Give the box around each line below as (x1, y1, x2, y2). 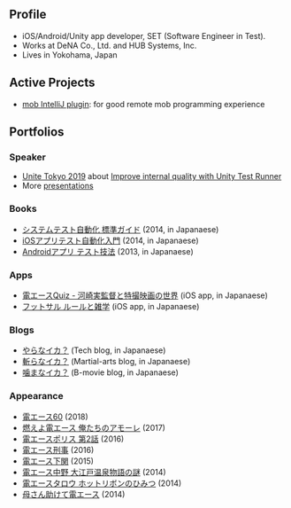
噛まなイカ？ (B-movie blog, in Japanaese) (21, 367, 180, 378)
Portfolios (9, 124, 65, 140)
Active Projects (9, 75, 96, 90)
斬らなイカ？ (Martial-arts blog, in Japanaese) (21, 356, 191, 367)
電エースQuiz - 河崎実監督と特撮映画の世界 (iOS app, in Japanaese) (21, 290, 268, 301)
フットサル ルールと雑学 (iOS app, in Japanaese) (21, 301, 200, 311)
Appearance (9, 390, 64, 402)
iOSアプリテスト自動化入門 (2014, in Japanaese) (21, 235, 199, 246)
